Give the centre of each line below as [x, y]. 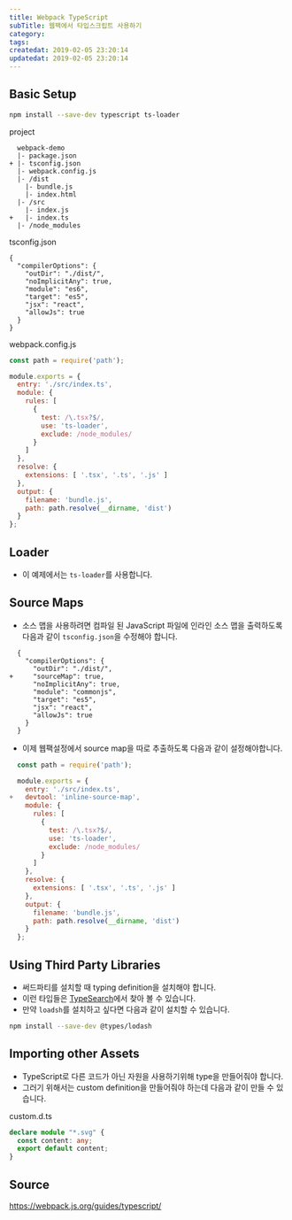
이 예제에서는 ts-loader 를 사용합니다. [87, 575]
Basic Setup [43, 94]
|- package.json [47, 156]
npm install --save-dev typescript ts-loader [94, 115]
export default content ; [63, 1149]
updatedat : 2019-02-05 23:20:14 [69, 58]
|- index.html [51, 194]
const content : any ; [55, 1140]
